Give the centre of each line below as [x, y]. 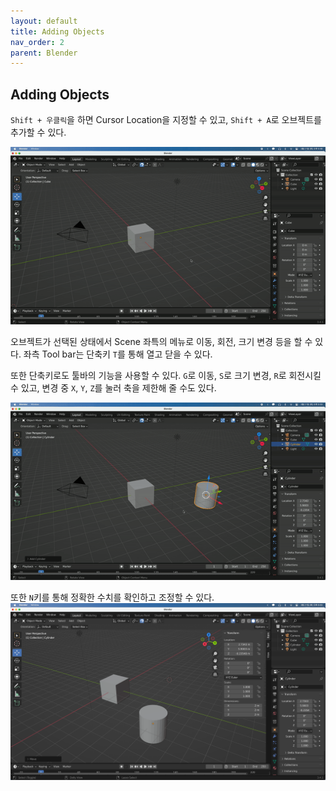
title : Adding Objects [57, 31]
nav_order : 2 [37, 42]
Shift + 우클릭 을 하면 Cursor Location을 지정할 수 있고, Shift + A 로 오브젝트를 [166, 120]
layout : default [44, 21]
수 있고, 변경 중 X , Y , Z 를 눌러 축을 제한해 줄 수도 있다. [113, 387]
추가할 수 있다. [38, 132]
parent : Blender [44, 53]
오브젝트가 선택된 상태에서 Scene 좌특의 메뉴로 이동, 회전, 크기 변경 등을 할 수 [161, 341]
